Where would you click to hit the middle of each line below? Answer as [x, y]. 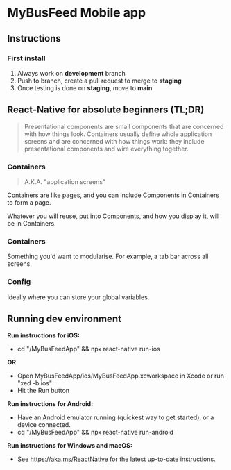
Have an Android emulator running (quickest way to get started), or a [115, 417]
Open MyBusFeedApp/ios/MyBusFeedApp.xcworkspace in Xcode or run [120, 376]
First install [26, 58]
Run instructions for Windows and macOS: [70, 446]
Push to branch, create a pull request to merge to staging [99, 81]
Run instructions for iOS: [43, 335]
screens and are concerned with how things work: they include [114, 141]
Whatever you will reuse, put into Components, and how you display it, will [113, 216]
